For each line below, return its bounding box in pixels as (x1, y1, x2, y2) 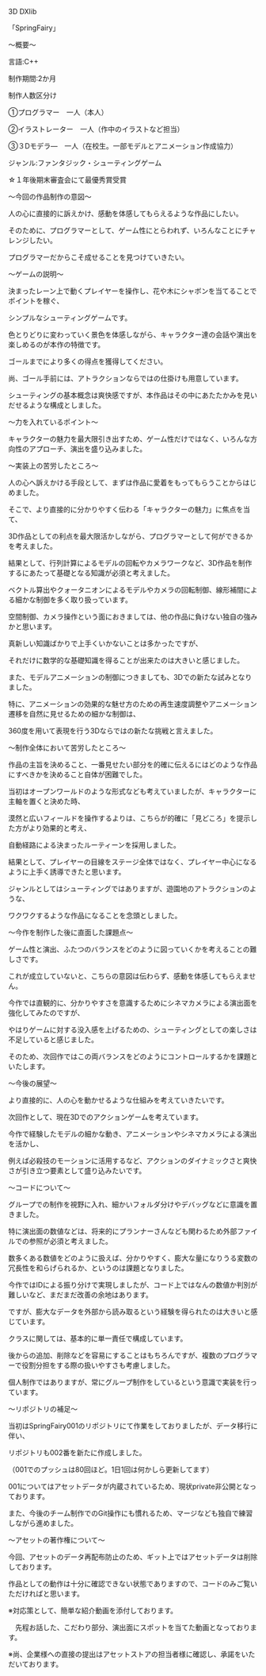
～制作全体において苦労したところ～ (8, 743, 127, 752)
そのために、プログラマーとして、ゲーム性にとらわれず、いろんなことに (8, 226, 243, 235)
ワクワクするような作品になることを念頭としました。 (8, 911, 182, 920)
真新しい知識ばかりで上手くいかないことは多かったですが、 (8, 639, 203, 648)
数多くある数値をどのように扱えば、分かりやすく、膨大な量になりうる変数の (8, 1253, 258, 1262)
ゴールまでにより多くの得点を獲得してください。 (8, 357, 168, 366)
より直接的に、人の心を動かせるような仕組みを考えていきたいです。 (8, 1095, 229, 1105)
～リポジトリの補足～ (8, 1404, 78, 1413)
